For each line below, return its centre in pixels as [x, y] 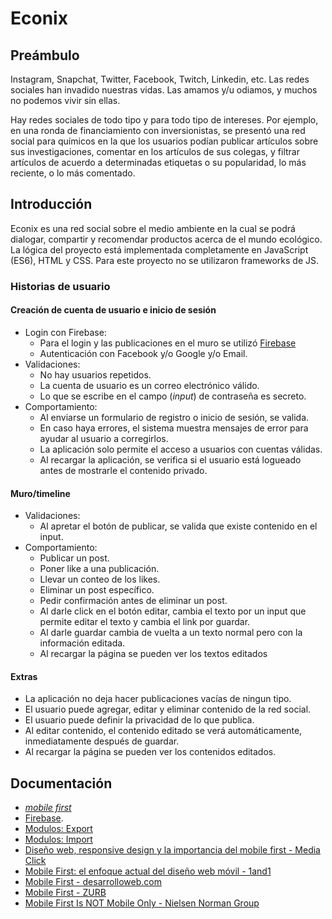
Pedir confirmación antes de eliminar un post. [133, 601]
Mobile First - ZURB [65, 893]
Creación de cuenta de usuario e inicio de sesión [113, 310]
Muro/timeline [40, 493]
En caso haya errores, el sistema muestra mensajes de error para [174, 428]
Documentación [61, 783]
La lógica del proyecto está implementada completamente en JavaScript [159, 249]
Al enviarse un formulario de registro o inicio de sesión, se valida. [174, 417]
